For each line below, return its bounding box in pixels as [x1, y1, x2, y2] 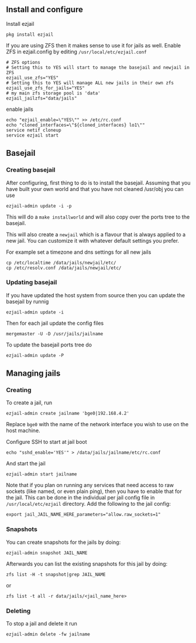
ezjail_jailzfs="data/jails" [6, 95, 77, 101]
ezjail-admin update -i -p [6, 203, 72, 209]
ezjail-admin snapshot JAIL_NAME [6, 550, 88, 556]
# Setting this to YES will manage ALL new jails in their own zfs [6, 80, 174, 86]
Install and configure [6, 5, 83, 15]
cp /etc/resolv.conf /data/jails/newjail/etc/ [6, 265, 122, 271]
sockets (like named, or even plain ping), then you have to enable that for [6, 488, 183, 495]
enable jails [6, 106, 33, 113]
